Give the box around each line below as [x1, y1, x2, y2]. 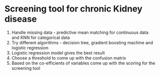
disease [4, 13, 37, 25]
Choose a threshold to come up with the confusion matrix [11, 55, 126, 61]
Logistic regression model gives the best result [11, 50, 105, 56]
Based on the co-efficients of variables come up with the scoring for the [11, 60, 156, 66]
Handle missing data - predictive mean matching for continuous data [11, 29, 148, 35]
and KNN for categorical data [11, 35, 70, 40]
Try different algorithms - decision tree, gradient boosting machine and [11, 39, 153, 45]
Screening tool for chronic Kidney [4, 3, 143, 14]
